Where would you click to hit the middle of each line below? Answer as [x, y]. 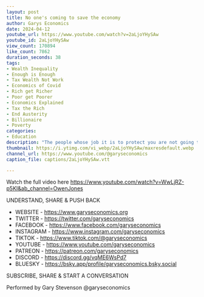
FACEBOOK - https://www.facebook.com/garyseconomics [88, 225]
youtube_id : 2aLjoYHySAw [38, 40]
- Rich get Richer [29, 91]
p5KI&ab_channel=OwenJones [45, 188]
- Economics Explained [35, 102]
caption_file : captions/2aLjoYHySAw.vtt [58, 159]
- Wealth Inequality [32, 69]
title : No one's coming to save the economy [63, 18]
